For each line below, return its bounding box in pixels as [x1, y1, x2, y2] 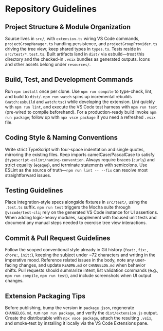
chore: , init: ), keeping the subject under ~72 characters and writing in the [5, 252, 156, 258]
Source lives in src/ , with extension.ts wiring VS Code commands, [5, 35, 140, 41]
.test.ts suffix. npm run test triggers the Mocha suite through [5, 204, 130, 210]
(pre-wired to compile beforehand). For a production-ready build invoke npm [5, 109, 157, 115]
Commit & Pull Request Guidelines [5, 234, 110, 242]
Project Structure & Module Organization [5, 23, 131, 31]
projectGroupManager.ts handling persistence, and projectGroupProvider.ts [5, 41, 158, 47]
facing [5, 262, 18, 268]
